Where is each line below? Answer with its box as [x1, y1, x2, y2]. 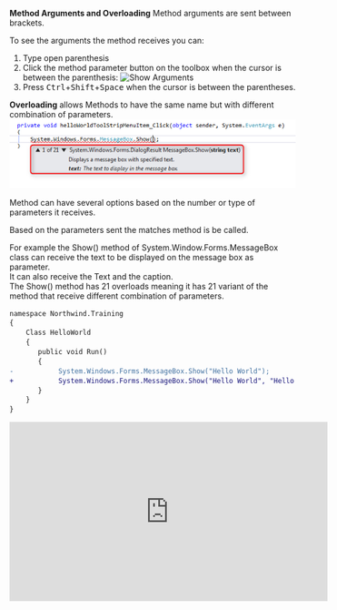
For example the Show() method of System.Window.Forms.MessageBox [9, 241, 279, 253]
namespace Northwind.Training [9, 309, 124, 318]
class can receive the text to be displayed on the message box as [9, 251, 254, 262]
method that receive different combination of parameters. [9, 290, 224, 301]
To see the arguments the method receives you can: [9, 36, 204, 46]
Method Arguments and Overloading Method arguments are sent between [9, 8, 292, 18]
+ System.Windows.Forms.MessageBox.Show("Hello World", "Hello [9, 376, 295, 385]
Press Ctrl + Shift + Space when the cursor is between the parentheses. [22, 82, 296, 92]
